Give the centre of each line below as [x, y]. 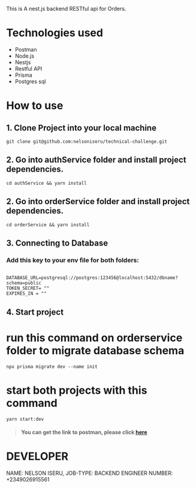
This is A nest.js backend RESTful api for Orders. [66, 9]
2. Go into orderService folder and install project [98, 201]
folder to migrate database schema [95, 350]
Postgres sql [30, 81]
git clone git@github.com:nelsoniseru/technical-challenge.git [87, 141]
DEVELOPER [37, 456]
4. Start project [35, 312]
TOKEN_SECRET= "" [28, 288]
